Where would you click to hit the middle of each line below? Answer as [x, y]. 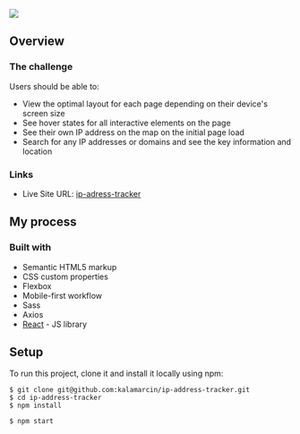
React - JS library [55, 324]
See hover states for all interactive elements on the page [126, 123]
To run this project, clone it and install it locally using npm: [116, 374]
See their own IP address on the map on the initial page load [133, 132]
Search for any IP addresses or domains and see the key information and [157, 141]
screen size [43, 113]
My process [43, 222]
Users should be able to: [55, 86]
